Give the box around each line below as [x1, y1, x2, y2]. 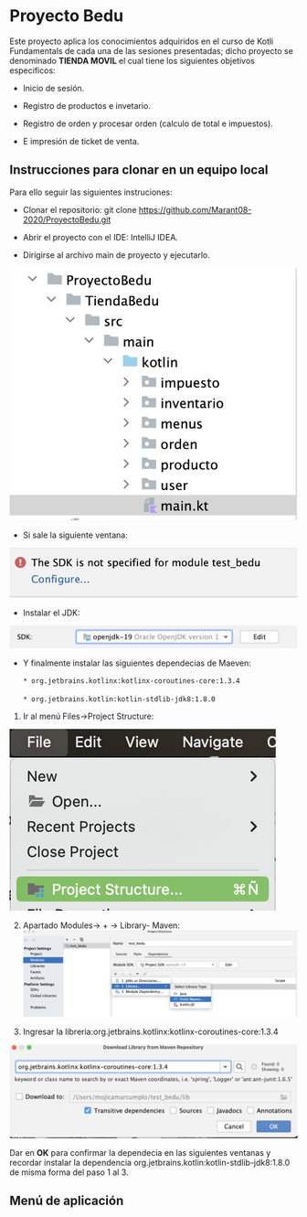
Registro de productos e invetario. [22, 100, 151, 111]
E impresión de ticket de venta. [22, 135, 140, 146]
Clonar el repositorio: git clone [22, 204, 137, 215]
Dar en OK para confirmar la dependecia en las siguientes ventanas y [9, 1147, 271, 1158]
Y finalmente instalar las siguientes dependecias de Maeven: [22, 657, 251, 668]
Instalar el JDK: [22, 607, 80, 618]
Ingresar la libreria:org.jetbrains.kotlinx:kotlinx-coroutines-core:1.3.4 [22, 1026, 279, 1038]
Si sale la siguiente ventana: [22, 529, 128, 540]
